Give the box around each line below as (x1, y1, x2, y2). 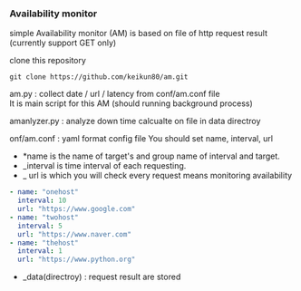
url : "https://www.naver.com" (17, 229, 131, 238)
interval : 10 (17, 196, 67, 206)
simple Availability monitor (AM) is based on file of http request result (9, 28, 267, 39)
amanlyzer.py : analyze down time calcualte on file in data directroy (9, 116, 261, 127)
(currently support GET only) (9, 37, 117, 48)
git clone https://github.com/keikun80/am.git (9, 73, 189, 82)
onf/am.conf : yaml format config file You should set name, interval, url (9, 133, 274, 144)
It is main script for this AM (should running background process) (9, 98, 254, 109)
